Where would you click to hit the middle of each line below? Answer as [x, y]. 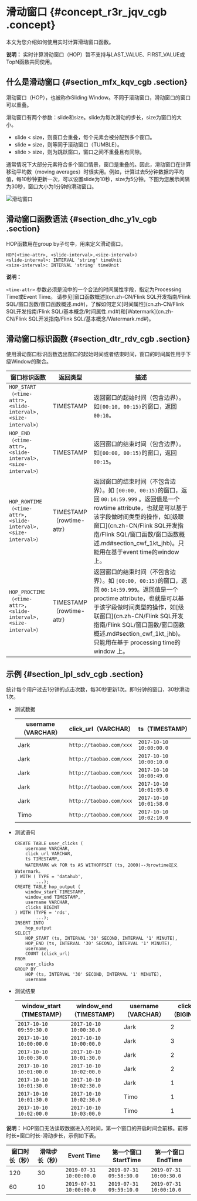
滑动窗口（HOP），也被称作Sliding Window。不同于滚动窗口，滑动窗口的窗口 [98, 97]
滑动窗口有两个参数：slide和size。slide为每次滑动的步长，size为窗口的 [91, 117]
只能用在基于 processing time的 [137, 643]
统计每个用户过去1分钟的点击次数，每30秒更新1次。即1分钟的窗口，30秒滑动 [98, 689]
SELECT [23, 933]
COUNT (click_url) [48, 954]
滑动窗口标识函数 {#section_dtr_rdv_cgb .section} [98, 339]
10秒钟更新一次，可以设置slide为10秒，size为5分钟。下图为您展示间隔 [106, 179]
